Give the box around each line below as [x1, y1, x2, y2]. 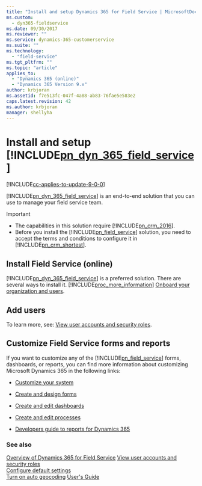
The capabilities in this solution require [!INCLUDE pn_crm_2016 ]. [14, 222, 176, 229]
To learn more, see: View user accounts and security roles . [6, 321, 152, 328]
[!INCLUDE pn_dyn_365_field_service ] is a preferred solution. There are [6, 275, 182, 282]
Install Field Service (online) [6, 259, 113, 269]
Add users [6, 305, 46, 315]
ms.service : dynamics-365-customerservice [6, 37, 114, 43]
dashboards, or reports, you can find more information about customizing [6, 360, 188, 368]
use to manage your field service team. [6, 199, 103, 206]
